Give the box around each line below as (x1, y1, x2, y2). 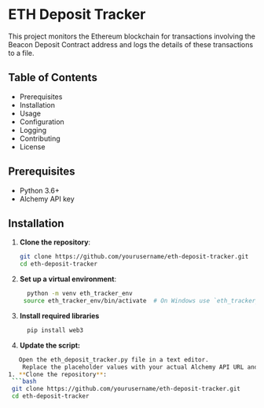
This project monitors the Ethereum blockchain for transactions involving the (8, 31, 255, 41)
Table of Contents (8, 71, 98, 84)
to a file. (8, 48, 35, 57)
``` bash (11, 377, 37, 386)
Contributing (19, 134, 60, 143)
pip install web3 (27, 326, 84, 334)
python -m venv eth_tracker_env (27, 289, 133, 298)
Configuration (19, 116, 64, 127)
